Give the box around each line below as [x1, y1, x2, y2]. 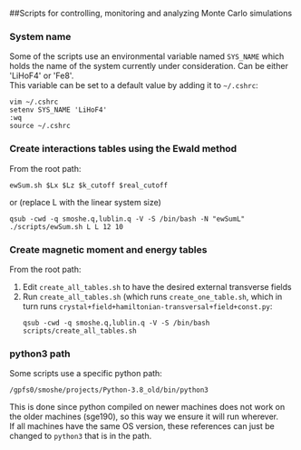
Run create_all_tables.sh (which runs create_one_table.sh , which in [22, 291, 283, 302]
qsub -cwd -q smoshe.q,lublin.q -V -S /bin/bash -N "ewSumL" [9, 214, 246, 224]
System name [9, 30, 72, 43]
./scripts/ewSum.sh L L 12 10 [9, 222, 124, 231]
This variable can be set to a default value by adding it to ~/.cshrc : [9, 80, 258, 91]
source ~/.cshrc [9, 122, 71, 131]
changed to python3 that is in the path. [9, 431, 152, 442]
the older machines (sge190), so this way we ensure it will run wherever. [9, 411, 279, 422]
